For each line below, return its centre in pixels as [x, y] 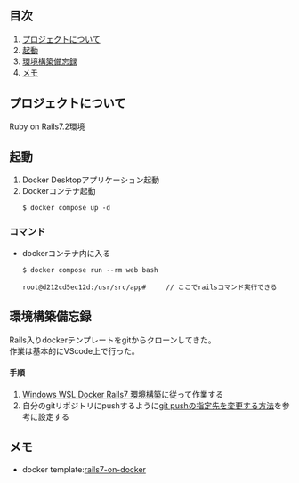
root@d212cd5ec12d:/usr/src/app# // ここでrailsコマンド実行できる [149, 287]
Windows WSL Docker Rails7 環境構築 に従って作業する [123, 394]
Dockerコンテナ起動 [59, 191]
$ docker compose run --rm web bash [90, 270]
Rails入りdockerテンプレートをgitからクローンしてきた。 [113, 340]
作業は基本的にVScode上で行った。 [74, 350]
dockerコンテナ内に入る [66, 253]
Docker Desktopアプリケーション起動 [91, 180]
